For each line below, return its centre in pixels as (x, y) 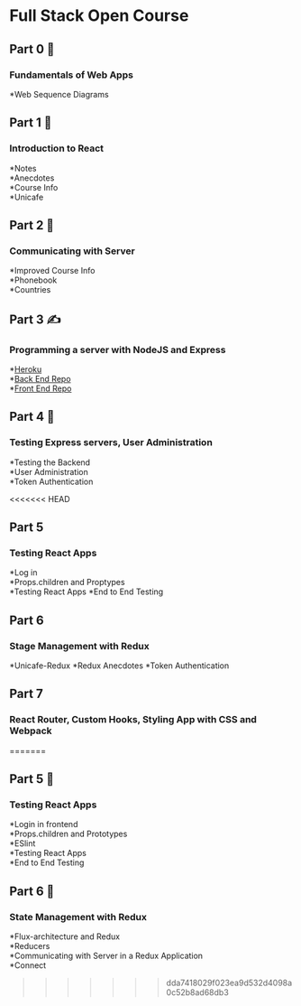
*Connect (28, 965)
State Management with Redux (78, 917)
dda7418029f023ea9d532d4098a (229, 983)
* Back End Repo (40, 378)
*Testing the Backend (50, 462)
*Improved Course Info (52, 271)
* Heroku (26, 369)
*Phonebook (33, 280)
